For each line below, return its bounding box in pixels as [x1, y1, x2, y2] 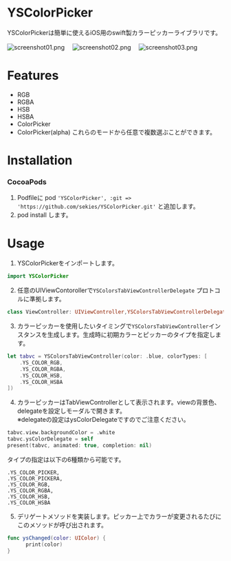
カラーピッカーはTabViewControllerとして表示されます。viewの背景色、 [16, 398, 221, 407]
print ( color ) [25, 541, 63, 548]
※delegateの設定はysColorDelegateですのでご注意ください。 [16, 416, 190, 424]
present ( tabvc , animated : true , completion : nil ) [7, 442, 153, 449]
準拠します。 [29, 295, 65, 303]
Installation [7, 153, 73, 168]
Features [7, 68, 59, 83]
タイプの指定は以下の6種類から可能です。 [7, 455, 125, 463]
